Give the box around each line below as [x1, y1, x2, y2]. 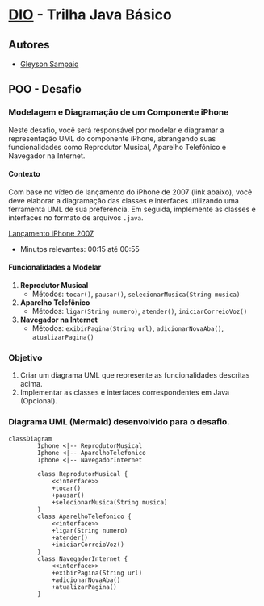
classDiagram [8, 434, 52, 443]
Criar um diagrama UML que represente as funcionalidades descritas [19, 370, 250, 380]
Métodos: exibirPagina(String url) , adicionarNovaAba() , [31, 324, 224, 333]
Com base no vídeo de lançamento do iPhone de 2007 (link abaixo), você [8, 187, 253, 197]
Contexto [8, 169, 40, 179]
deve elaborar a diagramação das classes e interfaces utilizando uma [8, 195, 240, 205]
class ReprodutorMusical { [37, 470, 128, 478]
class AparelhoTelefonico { [37, 512, 132, 520]
